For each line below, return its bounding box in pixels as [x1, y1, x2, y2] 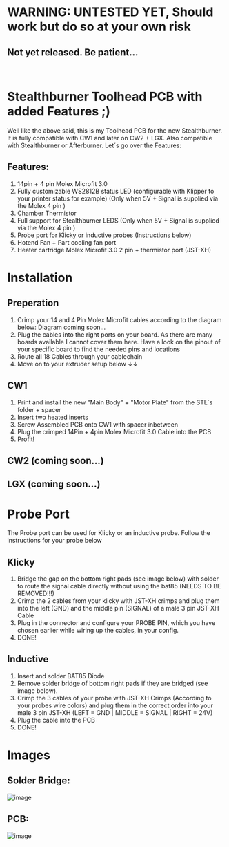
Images [7, 747, 50, 763]
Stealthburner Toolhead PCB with [7, 89, 203, 104]
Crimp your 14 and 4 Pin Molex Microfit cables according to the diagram [17, 315, 222, 324]
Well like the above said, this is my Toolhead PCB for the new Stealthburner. [7, 126, 223, 135]
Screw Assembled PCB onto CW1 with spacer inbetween [17, 420, 178, 429]
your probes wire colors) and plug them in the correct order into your [17, 701, 214, 709]
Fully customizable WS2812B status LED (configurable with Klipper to [17, 187, 215, 195]
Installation [7, 270, 73, 286]
